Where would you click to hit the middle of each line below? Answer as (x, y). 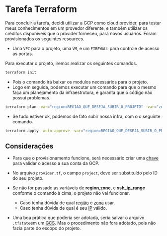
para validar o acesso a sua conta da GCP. (56, 163)
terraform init (21, 72)
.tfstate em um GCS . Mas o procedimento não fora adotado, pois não (84, 223)
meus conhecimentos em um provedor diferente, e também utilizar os (77, 28)
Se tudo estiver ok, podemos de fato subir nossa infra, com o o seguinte (86, 116)
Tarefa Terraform (41, 9)
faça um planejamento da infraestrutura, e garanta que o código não (82, 92)
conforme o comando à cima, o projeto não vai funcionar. (71, 193)
